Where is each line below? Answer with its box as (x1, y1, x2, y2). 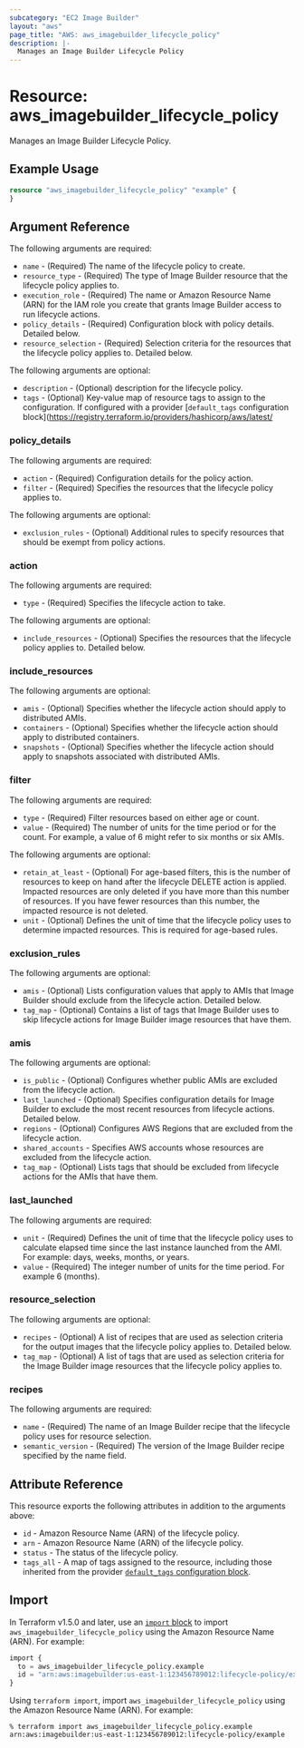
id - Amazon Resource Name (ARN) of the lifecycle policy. (22, 1528, 240, 1538)
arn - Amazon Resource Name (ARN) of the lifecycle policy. (22, 1537, 244, 1548)
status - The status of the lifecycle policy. (22, 1547, 179, 1558)
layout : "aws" (9, 22, 63, 31)
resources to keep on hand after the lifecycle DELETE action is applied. (22, 876, 287, 887)
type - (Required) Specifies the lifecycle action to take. (22, 598, 226, 609)
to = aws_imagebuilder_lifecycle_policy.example (17, 1662, 204, 1671)
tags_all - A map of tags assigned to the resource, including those (22, 1557, 273, 1567)
